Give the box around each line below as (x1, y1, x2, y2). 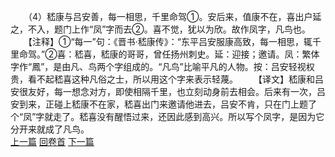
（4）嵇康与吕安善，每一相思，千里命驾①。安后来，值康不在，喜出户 (27, 11, 313, 22)
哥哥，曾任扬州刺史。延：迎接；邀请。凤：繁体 (126, 48, 320, 60)
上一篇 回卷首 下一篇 (10, 136, 95, 147)
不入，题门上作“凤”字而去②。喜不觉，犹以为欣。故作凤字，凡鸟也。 (27, 23, 311, 35)
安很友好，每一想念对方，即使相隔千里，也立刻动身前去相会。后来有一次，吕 (10, 86, 326, 97)
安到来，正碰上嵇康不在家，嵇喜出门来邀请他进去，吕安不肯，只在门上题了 (10, 98, 317, 110)
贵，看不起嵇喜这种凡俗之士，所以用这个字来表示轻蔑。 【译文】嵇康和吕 (10, 73, 324, 85)
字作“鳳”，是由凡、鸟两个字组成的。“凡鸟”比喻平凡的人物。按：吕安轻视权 (10, 61, 315, 72)
